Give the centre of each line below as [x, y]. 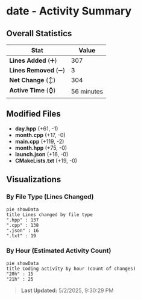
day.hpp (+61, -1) [36, 129]
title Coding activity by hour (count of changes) [71, 269]
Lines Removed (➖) [37, 70]
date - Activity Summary [69, 11]
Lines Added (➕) [33, 60]
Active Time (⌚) [33, 90]
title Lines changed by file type [50, 215]
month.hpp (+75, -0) [41, 148]
